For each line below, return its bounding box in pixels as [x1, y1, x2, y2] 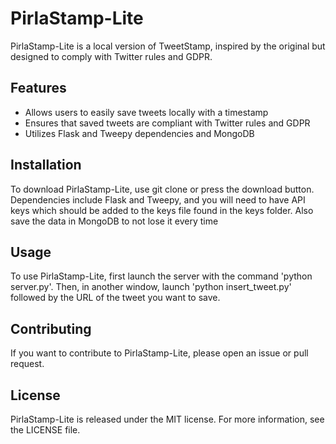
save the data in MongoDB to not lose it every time [10, 215, 219, 227]
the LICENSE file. [10, 424, 81, 436]
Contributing [10, 320, 92, 337]
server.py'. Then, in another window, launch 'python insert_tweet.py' [10, 281, 292, 293]
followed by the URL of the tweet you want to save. [10, 292, 221, 304]
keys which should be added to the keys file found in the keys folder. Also [10, 204, 314, 216]
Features [10, 80, 67, 97]
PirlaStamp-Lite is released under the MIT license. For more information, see [10, 413, 325, 425]
